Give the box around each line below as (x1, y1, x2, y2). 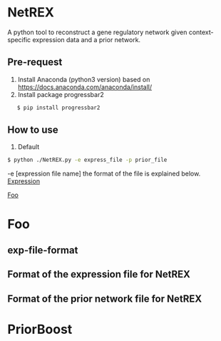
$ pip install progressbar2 (16, 104, 101, 111)
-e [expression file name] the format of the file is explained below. (7, 169, 201, 178)
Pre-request (7, 56, 63, 68)
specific (7, 35, 31, 44)
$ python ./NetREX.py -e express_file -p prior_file (7, 156, 168, 164)
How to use (7, 124, 58, 136)
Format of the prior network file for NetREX (7, 292, 202, 305)
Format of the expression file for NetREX (7, 268, 191, 280)
